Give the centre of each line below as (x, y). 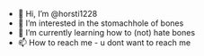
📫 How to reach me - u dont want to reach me (104, 43)
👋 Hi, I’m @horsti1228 (58, 14)
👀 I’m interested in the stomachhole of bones (101, 23)
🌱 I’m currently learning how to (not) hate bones (106, 32)
